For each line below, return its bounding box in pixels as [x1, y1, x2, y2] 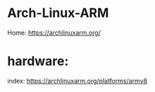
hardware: [7, 53, 69, 69]
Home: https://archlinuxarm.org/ [7, 28, 101, 37]
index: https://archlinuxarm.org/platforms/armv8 [7, 76, 148, 85]
